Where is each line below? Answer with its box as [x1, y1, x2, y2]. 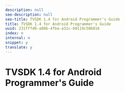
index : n [5, 31, 24, 36]
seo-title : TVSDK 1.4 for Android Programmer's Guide [5, 17, 120, 22]
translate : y [5, 45, 33, 50]
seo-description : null [5, 12, 53, 17]
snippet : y [5, 40, 28, 45]
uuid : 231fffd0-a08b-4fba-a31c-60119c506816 [5, 26, 100, 31]
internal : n [5, 36, 30, 41]
